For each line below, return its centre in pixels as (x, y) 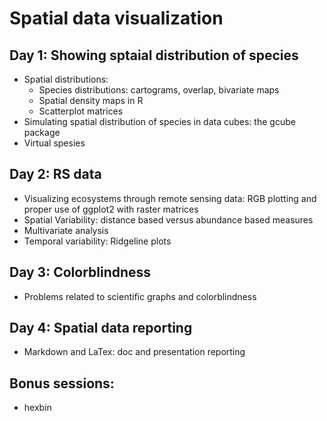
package (42, 132)
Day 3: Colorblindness (80, 272)
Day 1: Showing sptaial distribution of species (154, 55)
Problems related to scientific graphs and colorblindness (140, 296)
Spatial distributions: (66, 79)
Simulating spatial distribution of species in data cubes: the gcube (159, 121)
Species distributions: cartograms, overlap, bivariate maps (159, 90)
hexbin (37, 408)
